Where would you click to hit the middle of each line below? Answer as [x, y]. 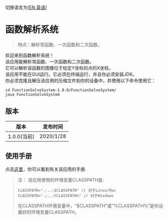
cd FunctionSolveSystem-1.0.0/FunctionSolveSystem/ [61, 90]
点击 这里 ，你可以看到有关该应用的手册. [46, 169]
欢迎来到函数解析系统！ [30, 55]
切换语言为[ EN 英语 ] [26, 7]
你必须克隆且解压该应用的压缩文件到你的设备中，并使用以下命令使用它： [80, 80]
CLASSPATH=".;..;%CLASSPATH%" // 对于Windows [66, 196]
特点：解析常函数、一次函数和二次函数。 [60, 44]
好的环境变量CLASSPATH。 [51, 212]
